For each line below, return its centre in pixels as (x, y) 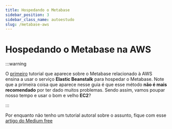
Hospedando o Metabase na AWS (78, 50)
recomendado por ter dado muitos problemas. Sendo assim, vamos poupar (85, 90)
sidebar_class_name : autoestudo (40, 19)
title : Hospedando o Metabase (38, 10)
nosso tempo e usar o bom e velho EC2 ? (48, 96)
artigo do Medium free (29, 121)
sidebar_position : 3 (27, 15)
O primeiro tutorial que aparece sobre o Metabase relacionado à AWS (79, 74)
